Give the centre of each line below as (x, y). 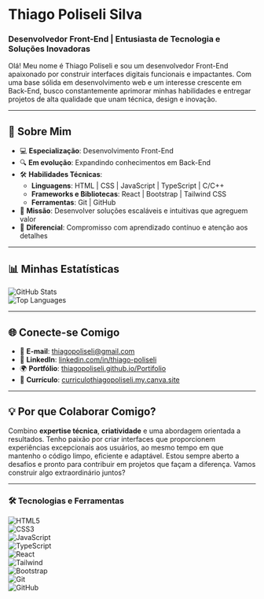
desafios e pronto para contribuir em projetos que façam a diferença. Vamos (132, 464)
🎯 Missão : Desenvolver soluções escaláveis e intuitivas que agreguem (134, 211)
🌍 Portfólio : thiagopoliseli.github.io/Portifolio (93, 368)
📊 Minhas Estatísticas (64, 269)
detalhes (34, 236)
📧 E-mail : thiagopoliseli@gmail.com (77, 351)
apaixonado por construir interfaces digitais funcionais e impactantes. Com (130, 74)
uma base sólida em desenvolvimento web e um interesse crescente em (125, 83)
